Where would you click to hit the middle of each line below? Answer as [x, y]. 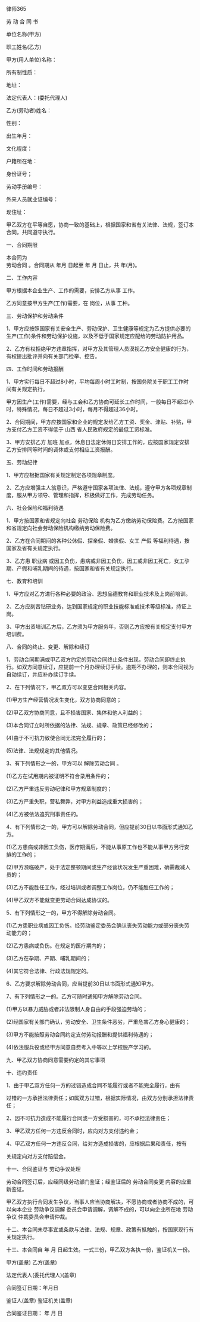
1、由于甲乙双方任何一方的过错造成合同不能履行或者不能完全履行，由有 [93, 1085]
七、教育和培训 [24, 581]
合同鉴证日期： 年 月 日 [35, 1313]
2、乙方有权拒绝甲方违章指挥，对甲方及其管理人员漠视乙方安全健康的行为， [99, 349]
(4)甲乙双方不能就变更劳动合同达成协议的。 [60, 900]
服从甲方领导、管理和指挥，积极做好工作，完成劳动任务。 [87, 495]
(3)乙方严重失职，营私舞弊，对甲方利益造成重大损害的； [75, 801]
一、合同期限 [22, 245]
